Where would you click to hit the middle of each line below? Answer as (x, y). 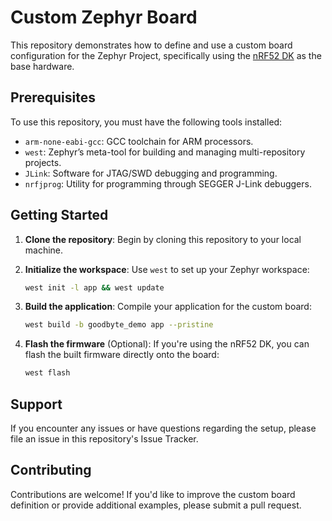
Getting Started (59, 215)
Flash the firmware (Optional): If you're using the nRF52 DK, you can (167, 344)
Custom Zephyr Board (104, 17)
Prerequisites (53, 97)
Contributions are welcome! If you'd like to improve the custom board (153, 494)
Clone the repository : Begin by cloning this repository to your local (163, 239)
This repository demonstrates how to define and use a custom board (151, 45)
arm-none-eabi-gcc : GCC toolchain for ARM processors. (139, 141)
